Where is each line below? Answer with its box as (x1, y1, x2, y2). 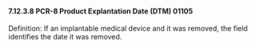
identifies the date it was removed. (8, 32, 122, 42)
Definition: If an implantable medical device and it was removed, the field (8, 24, 248, 33)
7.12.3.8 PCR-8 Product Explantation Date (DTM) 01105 (8, 6, 194, 16)
